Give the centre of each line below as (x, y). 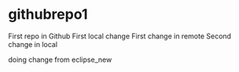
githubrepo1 (48, 14)
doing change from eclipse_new (60, 59)
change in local (33, 44)
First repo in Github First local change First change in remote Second (120, 36)
